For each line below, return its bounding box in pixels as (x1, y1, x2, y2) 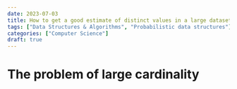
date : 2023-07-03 (7, 10, 59, 18)
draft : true (7, 36, 42, 43)
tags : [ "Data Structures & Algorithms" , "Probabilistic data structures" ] (7, 23, 232, 30)
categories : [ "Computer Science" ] (7, 29, 109, 37)
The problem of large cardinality (7, 67, 200, 83)
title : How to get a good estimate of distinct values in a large (7, 17, 207, 24)
